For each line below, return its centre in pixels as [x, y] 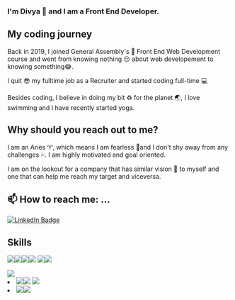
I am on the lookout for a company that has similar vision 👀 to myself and [113, 169]
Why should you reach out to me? [83, 130]
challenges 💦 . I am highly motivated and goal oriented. [87, 155]
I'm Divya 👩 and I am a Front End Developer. [83, 11]
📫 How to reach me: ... [59, 199]
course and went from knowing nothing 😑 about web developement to [110, 59]
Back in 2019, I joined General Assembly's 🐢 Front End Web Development [114, 51]
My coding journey [50, 34]
